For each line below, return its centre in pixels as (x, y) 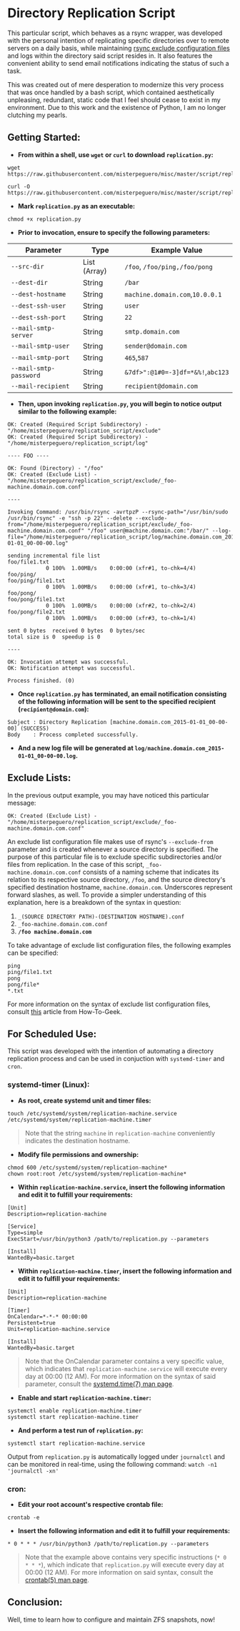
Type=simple (25, 1233)
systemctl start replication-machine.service (76, 1443)
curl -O (19, 186)
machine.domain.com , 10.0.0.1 (173, 294)
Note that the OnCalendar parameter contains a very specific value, (124, 1361)
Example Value (177, 250)
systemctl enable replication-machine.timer (75, 1411)
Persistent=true (31, 1323)
